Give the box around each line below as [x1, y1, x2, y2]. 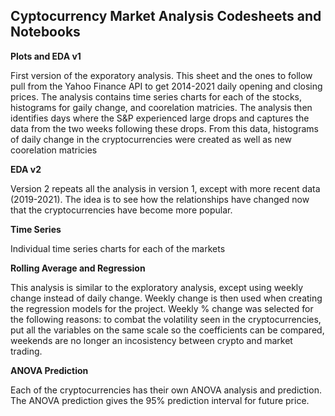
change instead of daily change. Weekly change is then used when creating [10, 292, 323, 304]
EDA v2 [10, 163, 42, 175]
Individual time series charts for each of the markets [10, 242, 226, 254]
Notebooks [10, 24, 81, 41]
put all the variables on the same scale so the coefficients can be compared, [10, 324, 325, 336]
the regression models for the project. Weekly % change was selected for [10, 302, 314, 314]
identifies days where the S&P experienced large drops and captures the [10, 112, 310, 124]
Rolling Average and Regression [10, 262, 146, 274]
